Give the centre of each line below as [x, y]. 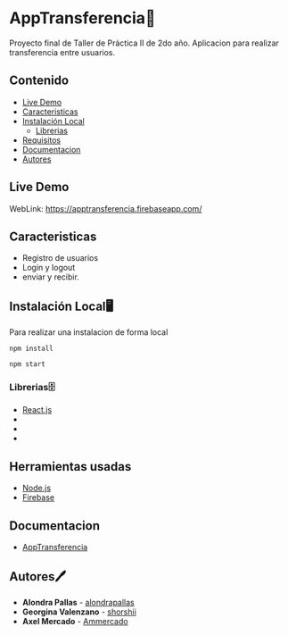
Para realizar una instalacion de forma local [89, 332]
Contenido [39, 81]
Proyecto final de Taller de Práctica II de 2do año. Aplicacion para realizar [144, 43]
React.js [37, 410]
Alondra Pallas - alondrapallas [78, 602]
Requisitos [41, 140]
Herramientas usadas [70, 467]
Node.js [37, 488]
